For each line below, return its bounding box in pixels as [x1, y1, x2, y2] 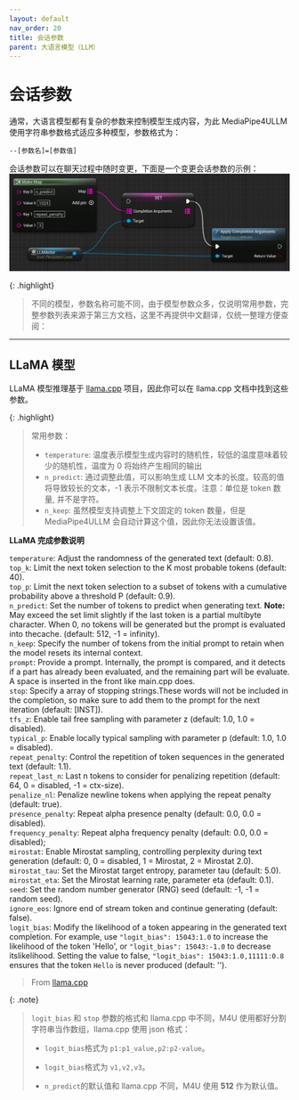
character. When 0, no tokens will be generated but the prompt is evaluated [9, 619, 287, 630]
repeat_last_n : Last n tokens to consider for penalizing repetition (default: [9, 770, 280, 781]
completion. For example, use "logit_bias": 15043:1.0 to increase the [9, 931, 269, 941]
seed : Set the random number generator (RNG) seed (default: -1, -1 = [9, 884, 260, 894]
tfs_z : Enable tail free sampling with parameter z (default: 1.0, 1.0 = [9, 713, 255, 724]
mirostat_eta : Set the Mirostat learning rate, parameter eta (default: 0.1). [9, 874, 274, 885]
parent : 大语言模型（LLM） [9, 43, 100, 52]
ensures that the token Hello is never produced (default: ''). [9, 959, 227, 970]
